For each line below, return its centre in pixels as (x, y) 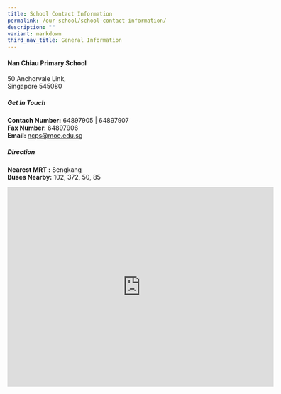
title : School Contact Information (60, 14)
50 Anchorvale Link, (37, 79)
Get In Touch (27, 102)
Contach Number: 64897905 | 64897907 (68, 121)
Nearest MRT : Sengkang (45, 170)
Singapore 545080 (35, 87)
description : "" (31, 27)
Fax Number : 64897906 (43, 128)
